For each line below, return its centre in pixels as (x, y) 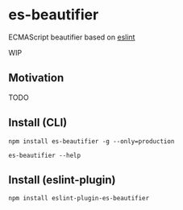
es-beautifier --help (45, 155)
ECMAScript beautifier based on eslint (72, 37)
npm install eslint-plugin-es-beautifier (79, 199)
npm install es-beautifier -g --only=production (91, 141)
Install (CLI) (38, 123)
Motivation (36, 78)
